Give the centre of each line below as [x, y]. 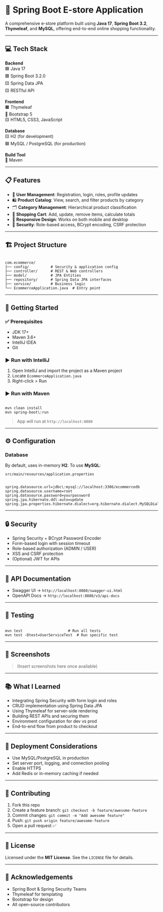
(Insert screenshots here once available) [57, 666]
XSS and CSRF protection [38, 554]
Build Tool [15, 154]
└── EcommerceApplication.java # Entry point [53, 288]
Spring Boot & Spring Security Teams [49, 889]
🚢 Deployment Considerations [51, 746]
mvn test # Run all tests [53, 631]
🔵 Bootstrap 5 [19, 114]
